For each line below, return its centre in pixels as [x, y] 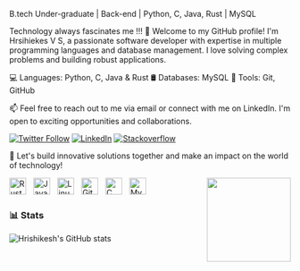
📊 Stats [27, 216]
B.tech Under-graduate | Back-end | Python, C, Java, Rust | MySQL [133, 14]
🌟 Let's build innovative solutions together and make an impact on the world [149, 156]
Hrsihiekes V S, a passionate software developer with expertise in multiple [146, 41]
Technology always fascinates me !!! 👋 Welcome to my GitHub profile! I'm [144, 31]
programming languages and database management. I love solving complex [149, 50]
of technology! [36, 165]
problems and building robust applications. [88, 59]
